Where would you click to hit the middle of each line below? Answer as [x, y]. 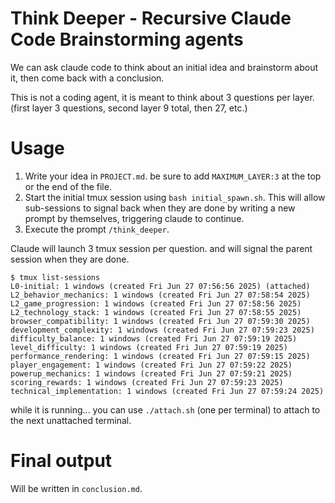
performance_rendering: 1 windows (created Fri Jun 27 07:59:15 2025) [160, 356]
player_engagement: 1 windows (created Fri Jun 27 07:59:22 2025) [151, 365]
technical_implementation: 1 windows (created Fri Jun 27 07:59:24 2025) [167, 391]
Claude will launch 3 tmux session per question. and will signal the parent [161, 248]
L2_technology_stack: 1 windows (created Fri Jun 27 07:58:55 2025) [156, 312]
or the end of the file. [68, 186]
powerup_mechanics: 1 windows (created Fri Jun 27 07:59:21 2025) [151, 373]
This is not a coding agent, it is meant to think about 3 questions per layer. [162, 97]
